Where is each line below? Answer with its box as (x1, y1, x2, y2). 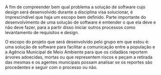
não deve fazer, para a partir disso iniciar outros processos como (5, 25, 136, 30)
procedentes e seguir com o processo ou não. (5, 64, 98, 70)
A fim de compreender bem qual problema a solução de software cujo (5, 4, 146, 10)
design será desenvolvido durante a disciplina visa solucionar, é (5, 9, 133, 15)
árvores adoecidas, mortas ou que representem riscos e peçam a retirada (5, 54, 153, 60)
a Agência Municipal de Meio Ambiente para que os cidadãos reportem (5, 49, 148, 55)
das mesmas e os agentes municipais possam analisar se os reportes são (5, 60, 153, 65)
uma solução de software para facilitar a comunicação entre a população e (5, 44, 156, 50)
